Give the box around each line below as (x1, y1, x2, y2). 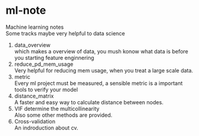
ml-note (5, 4, 46, 17)
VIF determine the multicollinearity (14, 105, 99, 112)
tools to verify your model (14, 86, 79, 93)
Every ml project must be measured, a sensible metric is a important (14, 79, 183, 87)
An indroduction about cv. (14, 124, 79, 131)
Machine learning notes (5, 23, 64, 31)
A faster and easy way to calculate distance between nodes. (14, 98, 164, 105)
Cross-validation (14, 117, 56, 125)
